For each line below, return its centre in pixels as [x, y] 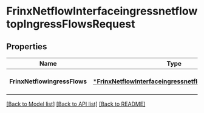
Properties [27, 46]
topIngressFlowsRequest [71, 24]
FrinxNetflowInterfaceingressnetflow [102, 11]
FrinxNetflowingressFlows [48, 81]
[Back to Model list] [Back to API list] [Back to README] [76, 104]
